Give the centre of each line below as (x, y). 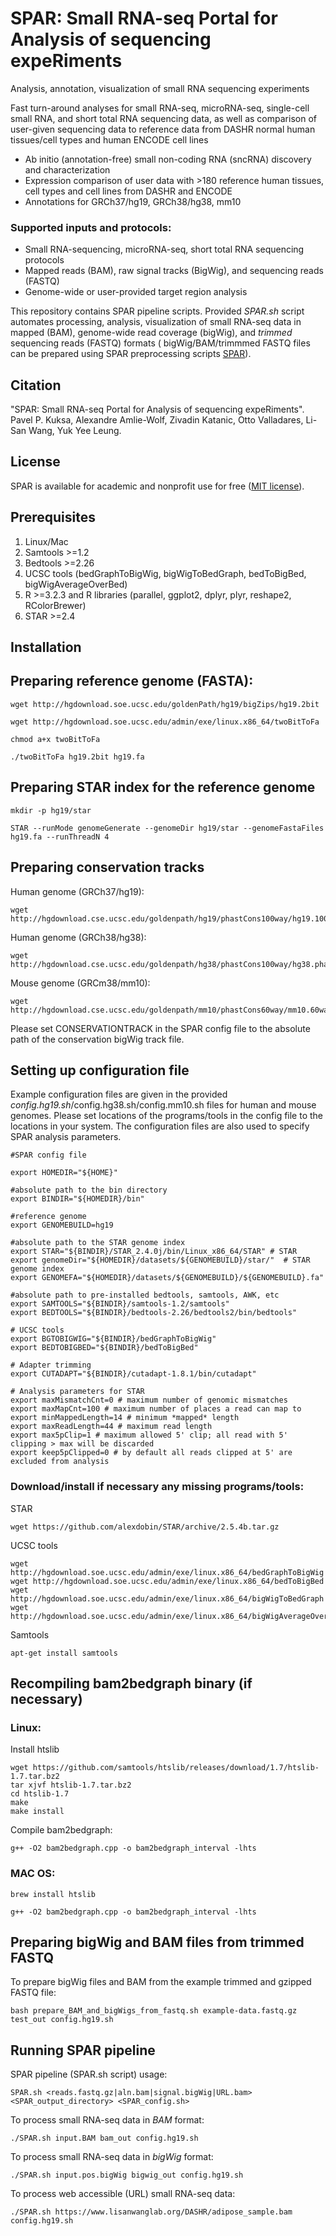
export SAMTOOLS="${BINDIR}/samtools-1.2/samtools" (120, 1304)
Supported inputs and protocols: (91, 227)
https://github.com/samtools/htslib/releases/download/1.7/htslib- (176, 1768)
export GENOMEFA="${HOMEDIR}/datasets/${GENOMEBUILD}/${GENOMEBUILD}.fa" (167, 1278)
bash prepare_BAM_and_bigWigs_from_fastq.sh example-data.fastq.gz (154, 2011)
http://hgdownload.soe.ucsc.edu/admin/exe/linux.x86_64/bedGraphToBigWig (167, 1572)
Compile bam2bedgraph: (61, 1830)
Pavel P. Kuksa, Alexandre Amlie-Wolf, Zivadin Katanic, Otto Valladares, (157, 420)
